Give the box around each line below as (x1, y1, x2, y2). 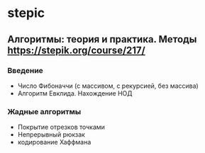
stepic (7, 5, 45, 21)
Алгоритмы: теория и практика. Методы (7, 33, 197, 45)
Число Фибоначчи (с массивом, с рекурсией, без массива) (17, 81, 199, 90)
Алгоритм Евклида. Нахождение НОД (17, 89, 133, 97)
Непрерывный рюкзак (17, 130, 85, 139)
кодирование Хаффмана (17, 138, 92, 147)
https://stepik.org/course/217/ (7, 44, 145, 56)
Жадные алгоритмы (7, 106, 82, 116)
